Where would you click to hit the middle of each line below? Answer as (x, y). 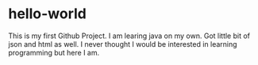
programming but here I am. (54, 52)
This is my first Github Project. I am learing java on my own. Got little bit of (129, 36)
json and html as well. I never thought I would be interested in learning (123, 44)
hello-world (48, 14)
